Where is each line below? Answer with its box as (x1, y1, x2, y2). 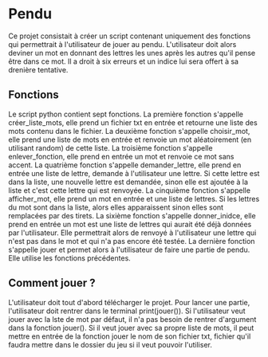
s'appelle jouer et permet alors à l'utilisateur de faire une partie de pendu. (8, 245, 250, 254)
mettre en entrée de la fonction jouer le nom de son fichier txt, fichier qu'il (8, 331, 251, 341)
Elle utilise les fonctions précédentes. (8, 253, 132, 263)
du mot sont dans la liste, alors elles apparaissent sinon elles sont (8, 202, 224, 212)
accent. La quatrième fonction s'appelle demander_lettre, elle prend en (8, 160, 242, 170)
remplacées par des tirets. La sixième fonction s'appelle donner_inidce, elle (8, 210, 257, 220)
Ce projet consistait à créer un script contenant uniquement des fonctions (8, 31, 251, 41)
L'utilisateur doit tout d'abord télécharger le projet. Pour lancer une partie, (8, 297, 250, 307)
